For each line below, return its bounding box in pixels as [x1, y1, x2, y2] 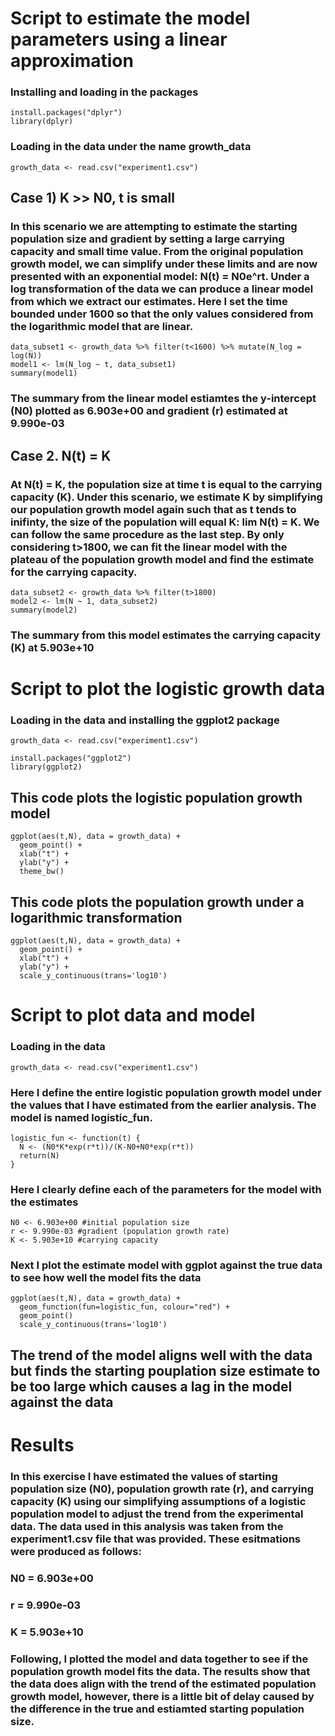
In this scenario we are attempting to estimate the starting [10, 220, 298, 234]
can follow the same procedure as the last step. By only [10, 527, 285, 541]
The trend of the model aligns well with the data [10, 1347, 313, 1364]
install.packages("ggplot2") [10, 753, 132, 764]
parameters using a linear [10, 28, 228, 51]
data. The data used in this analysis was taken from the [10, 1519, 284, 1533]
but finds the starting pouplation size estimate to [10, 1362, 321, 1379]
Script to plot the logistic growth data [10, 678, 326, 701]
